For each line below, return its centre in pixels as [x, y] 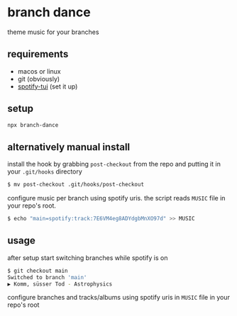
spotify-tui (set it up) [48, 86]
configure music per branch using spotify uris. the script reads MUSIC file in [116, 198]
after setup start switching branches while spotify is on [88, 258]
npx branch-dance [33, 125]
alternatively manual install [69, 147]
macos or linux [39, 71]
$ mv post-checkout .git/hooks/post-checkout [76, 185]
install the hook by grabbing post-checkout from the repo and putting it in [114, 164]
